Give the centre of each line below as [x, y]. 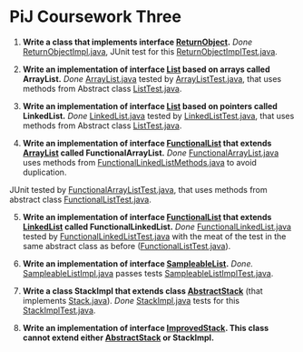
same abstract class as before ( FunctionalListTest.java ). [127, 246]
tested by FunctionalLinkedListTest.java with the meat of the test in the [154, 236]
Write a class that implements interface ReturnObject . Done [137, 42]
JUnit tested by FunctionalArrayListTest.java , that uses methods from [138, 189]
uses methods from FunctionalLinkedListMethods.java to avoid [139, 162]
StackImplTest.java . [59, 310]
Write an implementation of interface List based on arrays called [146, 69]
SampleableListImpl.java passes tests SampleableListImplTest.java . [148, 273]
